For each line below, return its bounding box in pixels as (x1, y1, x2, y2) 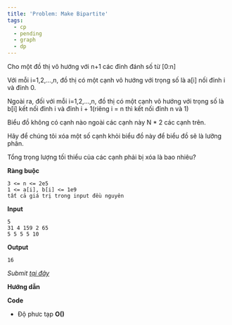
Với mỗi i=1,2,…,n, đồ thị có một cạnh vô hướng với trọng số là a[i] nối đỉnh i (7, 76, 226, 84)
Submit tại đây (7, 269, 50, 277)
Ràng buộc (7, 167, 40, 174)
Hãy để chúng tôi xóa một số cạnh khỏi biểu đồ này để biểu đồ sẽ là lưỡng (7, 132, 222, 140)
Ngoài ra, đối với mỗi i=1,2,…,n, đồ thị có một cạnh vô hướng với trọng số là (7, 97, 224, 106)
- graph (13, 37, 37, 44)
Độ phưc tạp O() (17, 310, 65, 318)
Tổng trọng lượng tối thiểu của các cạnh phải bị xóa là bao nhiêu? (7, 153, 197, 161)
